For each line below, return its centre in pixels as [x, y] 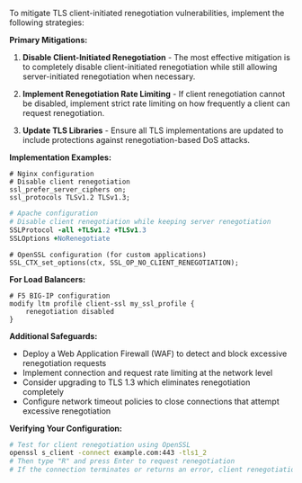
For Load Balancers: [48, 279]
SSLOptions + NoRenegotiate [60, 238]
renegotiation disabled [70, 311]
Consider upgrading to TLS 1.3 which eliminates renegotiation [136, 382]
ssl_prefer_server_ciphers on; [68, 190]
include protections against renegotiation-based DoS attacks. [136, 140]
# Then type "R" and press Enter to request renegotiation [122, 461]
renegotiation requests [64, 362]
